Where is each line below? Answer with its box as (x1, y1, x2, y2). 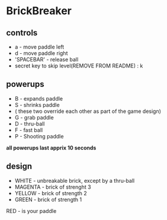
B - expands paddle (14, 95, 63, 102)
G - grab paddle (14, 114, 54, 121)
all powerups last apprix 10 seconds (6, 144, 97, 151)
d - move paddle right (14, 50, 68, 57)
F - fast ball (14, 126, 43, 134)
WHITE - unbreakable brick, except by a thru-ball (14, 177, 135, 184)
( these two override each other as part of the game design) (14, 108, 162, 115)
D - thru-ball (14, 120, 45, 127)
